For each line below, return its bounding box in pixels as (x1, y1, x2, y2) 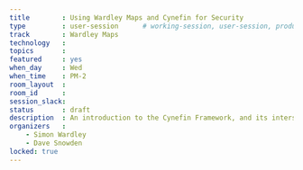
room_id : (9, 88, 67, 97)
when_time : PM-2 (9, 72, 87, 81)
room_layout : (9, 80, 67, 89)
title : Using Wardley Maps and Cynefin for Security (9, 13, 244, 22)
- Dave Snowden (25, 139, 83, 148)
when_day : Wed (9, 64, 83, 73)
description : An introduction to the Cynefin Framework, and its (9, 113, 269, 122)
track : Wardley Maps (9, 30, 119, 39)
